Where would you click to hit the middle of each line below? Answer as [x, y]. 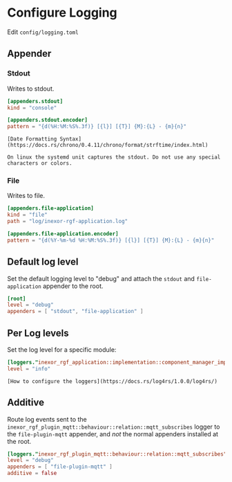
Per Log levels [38, 333]
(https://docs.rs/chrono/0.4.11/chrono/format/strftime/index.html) [108, 145]
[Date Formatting [32, 139]
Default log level [43, 262]
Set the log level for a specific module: [62, 350]
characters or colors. [40, 163]
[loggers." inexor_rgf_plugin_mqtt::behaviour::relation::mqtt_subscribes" [117, 454]
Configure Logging [62, 13]
